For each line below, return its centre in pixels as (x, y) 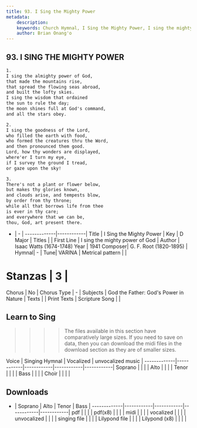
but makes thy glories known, (43, 190)
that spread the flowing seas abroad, (53, 87)
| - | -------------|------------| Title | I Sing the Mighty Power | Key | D (99, 234)
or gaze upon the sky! (34, 168)
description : (33, 22)
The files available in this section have (110, 331)
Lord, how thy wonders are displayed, (53, 152)
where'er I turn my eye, (36, 158)
